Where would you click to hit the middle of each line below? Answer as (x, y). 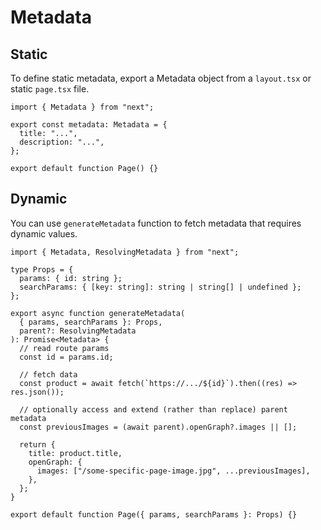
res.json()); (37, 392)
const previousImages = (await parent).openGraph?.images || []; (158, 427)
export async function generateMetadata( (98, 313)
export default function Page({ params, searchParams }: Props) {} (154, 514)
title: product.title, (75, 453)
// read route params (64, 348)
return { (37, 444)
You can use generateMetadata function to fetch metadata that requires (156, 223)
